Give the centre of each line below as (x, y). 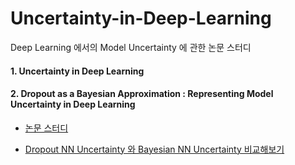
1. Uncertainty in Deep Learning (77, 71)
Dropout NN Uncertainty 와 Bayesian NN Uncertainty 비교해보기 (154, 149)
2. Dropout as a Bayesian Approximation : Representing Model (142, 94)
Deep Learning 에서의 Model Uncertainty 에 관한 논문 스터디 (131, 47)
